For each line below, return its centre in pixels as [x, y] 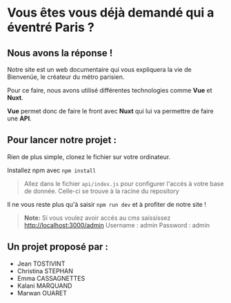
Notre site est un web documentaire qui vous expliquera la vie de [99, 70]
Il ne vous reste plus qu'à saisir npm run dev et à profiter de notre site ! [107, 204]
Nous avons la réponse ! [60, 53]
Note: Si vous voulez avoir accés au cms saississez [97, 218]
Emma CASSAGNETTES [51, 278]
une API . [20, 118]
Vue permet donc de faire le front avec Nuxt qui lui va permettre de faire [110, 111]
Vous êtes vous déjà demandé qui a [111, 13]
